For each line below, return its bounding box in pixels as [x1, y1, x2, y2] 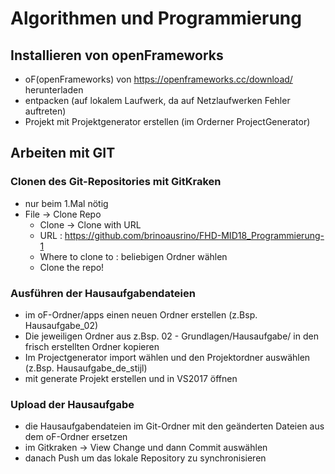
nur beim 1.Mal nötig [24, 197, 109, 209]
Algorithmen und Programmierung [10, 7, 302, 30]
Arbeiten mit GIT [10, 145, 116, 162]
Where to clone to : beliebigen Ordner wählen [39, 250, 228, 262]
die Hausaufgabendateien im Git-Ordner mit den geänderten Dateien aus [24, 420, 325, 432]
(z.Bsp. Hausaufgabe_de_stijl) [24, 362, 148, 374]
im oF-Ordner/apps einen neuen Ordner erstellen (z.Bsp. [24, 308, 258, 321]
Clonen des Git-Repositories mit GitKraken [10, 175, 222, 189]
